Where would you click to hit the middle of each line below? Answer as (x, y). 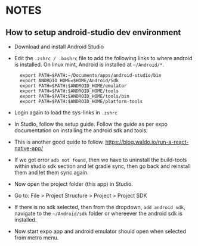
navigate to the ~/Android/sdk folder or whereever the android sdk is (98, 213)
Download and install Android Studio (59, 46)
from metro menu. (36, 238)
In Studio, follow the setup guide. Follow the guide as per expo (91, 124)
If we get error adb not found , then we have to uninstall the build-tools (100, 160)
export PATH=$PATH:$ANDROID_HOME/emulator (73, 86)
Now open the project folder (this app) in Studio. (74, 184)
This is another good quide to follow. (59, 142)
